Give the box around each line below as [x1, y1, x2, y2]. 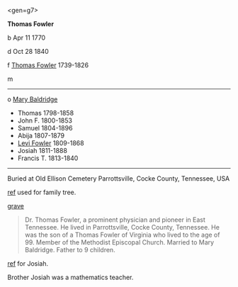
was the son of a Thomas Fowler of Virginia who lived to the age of [24, 230, 220, 239]
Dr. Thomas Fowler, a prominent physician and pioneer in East [24, 215, 205, 224]
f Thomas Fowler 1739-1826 [7, 61, 89, 69]
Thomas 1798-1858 [17, 109, 74, 117]
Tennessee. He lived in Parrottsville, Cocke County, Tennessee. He [24, 223, 220, 231]
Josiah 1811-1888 [17, 147, 67, 154]
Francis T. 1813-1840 [17, 154, 79, 162]
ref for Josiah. [7, 259, 49, 268]
